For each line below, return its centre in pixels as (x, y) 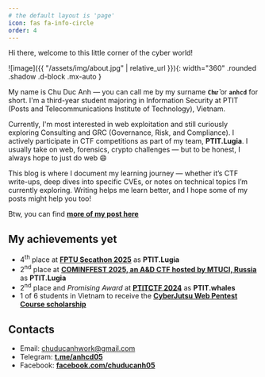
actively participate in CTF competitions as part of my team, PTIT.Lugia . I (128, 141)
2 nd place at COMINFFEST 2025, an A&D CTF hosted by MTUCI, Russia (138, 268)
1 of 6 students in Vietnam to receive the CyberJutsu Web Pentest (129, 296)
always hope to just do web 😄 (58, 158)
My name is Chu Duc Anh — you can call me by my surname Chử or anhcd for (133, 92)
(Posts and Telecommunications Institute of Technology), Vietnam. (117, 109)
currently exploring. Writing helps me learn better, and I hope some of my (128, 190)
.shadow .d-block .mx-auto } (55, 77)
